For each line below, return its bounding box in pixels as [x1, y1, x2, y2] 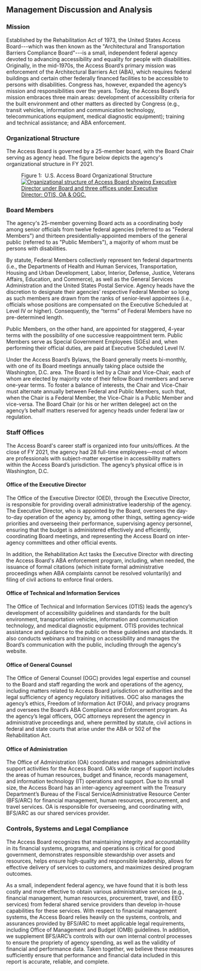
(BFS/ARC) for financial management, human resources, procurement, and [6, 797, 190, 804]
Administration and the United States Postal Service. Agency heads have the [6, 282, 195, 289]
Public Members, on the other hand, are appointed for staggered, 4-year [6, 326, 185, 333]
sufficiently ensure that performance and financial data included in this [6, 951, 181, 958]
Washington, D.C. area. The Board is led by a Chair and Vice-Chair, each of [6, 369, 191, 376]
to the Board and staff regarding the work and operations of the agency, [6, 681, 184, 688]
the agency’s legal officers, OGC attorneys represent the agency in [6, 712, 170, 720]
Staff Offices [6, 428, 44, 436]
